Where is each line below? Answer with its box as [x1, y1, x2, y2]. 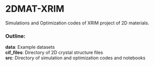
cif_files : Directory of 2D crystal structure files [5, 49, 104, 56]
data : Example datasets [5, 44, 55, 50]
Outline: [5, 32, 26, 40]
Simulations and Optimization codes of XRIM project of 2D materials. [5, 20, 149, 26]
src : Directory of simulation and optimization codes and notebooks [5, 55, 146, 61]
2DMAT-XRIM [5, 3, 65, 15]
